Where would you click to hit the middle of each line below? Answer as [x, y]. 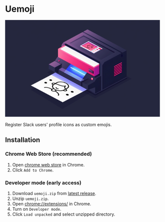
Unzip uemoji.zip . [30, 198]
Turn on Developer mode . [37, 209]
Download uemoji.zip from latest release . [54, 193]
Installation [23, 140]
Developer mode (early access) [43, 183]
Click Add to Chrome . [33, 170]
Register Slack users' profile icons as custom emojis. [58, 124]
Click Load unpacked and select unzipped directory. [64, 214]
